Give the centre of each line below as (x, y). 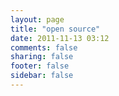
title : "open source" (55, 29)
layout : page (37, 19)
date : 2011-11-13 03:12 (60, 38)
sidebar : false (42, 76)
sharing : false (42, 57)
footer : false (40, 66)
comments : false (44, 47)
